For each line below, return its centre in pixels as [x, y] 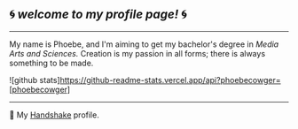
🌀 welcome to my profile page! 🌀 [98, 15]
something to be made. [51, 63]
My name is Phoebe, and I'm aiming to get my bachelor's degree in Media [144, 44]
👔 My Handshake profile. [54, 115]
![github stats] [35, 80]
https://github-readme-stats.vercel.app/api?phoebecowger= [170, 80]
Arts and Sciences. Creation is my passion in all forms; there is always [137, 53]
